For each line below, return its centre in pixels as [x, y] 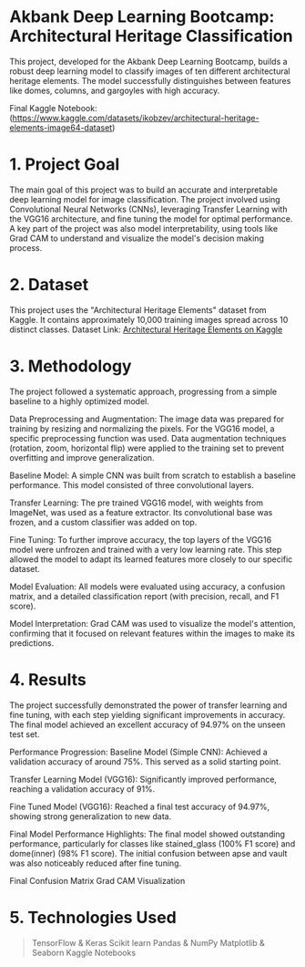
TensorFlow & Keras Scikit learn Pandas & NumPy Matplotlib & [148, 942]
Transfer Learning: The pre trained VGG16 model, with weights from [137, 503]
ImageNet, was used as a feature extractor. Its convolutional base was [141, 512]
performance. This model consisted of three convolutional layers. [132, 484]
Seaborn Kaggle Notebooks [84, 952]
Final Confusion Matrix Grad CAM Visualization [97, 880]
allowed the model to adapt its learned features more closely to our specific [151, 559]
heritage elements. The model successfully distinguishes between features [150, 80]
